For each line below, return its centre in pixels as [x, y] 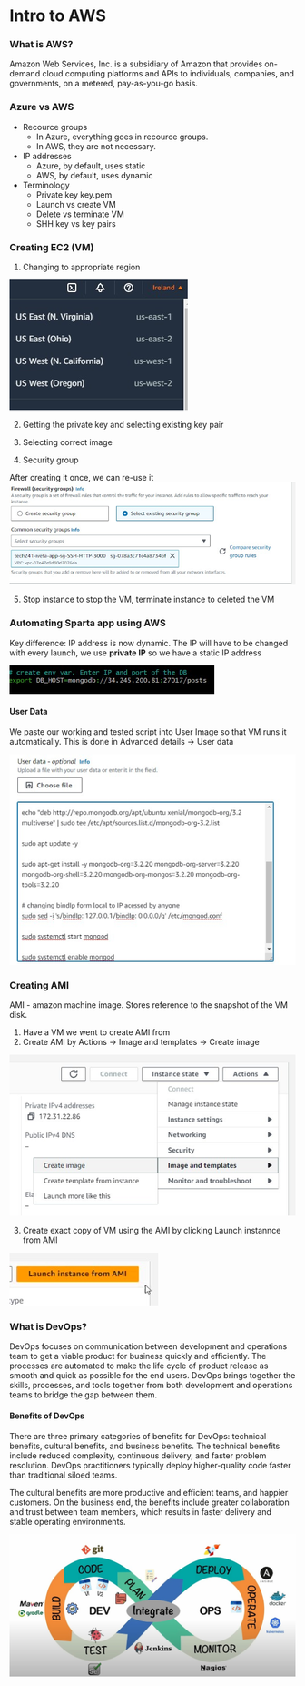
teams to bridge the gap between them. [84, 1395]
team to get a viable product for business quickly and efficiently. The [138, 1356]
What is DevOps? [49, 1327]
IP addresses [47, 156]
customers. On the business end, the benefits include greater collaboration [150, 1502]
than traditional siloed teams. [64, 1475]
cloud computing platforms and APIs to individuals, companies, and [168, 74]
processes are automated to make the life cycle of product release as [139, 1366]
